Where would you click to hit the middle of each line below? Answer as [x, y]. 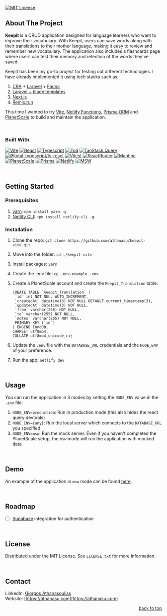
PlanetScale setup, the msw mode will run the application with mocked [83, 438]
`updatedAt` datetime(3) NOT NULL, [51, 306]
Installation [19, 229]
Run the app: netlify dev [38, 360]
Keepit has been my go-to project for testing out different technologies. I [79, 71]
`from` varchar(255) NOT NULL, [47, 310]
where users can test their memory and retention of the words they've [77, 56]
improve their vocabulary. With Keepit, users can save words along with [79, 40]
